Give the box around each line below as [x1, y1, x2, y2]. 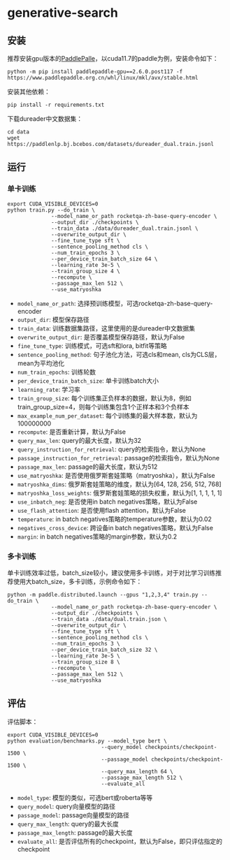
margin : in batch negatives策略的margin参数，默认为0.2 [17, 532, 178, 541]
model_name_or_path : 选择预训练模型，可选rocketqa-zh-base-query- [17, 299, 213, 307]
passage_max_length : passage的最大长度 [17, 828, 133, 836]
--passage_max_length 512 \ [101, 774, 183, 781]
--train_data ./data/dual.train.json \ [51, 615, 168, 622]
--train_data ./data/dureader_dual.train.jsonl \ [51, 225, 199, 232]
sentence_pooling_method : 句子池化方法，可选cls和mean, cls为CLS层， [17, 350, 221, 358]
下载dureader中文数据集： [7, 115, 83, 123]
